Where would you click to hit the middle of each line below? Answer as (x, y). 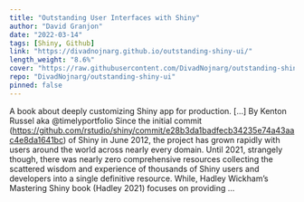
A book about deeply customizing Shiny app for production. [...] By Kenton (148, 111)
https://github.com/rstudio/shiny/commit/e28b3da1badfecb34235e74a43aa (153, 130)
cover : (22, 69)
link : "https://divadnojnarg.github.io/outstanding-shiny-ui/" (131, 52)
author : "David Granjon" (56, 26)
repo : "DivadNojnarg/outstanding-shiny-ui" (93, 77)
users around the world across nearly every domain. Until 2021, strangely (146, 149)
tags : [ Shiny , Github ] (52, 43)
